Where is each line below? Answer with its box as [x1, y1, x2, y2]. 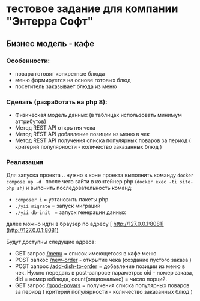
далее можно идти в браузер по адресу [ [6, 221, 112, 228]
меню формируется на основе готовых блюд [14, 76, 131, 83]
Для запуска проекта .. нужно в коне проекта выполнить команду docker [6, 171, 194, 179]
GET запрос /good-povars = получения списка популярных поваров [14, 282, 190, 289]
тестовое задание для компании [6, 2, 178, 16]
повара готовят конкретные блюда [14, 70, 105, 77]
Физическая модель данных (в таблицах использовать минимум [14, 112, 182, 119]
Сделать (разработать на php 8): [6, 98, 108, 106]
